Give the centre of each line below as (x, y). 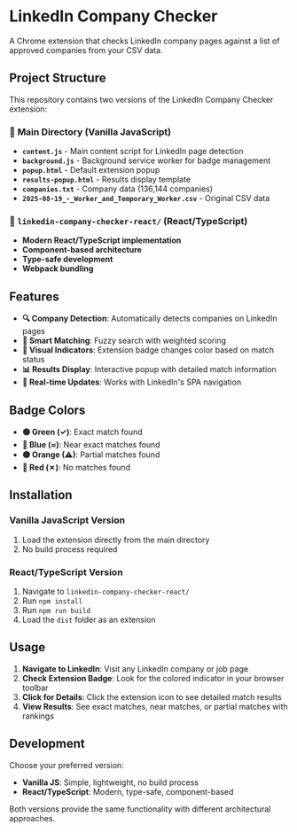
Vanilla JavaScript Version (67, 520)
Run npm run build (56, 610)
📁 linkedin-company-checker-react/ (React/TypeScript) (129, 221)
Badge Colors (47, 410)
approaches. (32, 818)
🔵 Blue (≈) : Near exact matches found (91, 444)
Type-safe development (67, 260)
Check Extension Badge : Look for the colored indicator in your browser (153, 678)
